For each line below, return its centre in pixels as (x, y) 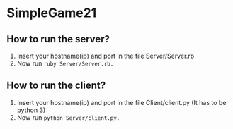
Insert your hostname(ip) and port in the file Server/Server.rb (106, 56)
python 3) (31, 110)
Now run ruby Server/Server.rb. (65, 63)
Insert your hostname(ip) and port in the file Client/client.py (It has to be (121, 102)
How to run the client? (56, 86)
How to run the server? (58, 39)
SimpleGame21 (52, 13)
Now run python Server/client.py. (68, 117)
